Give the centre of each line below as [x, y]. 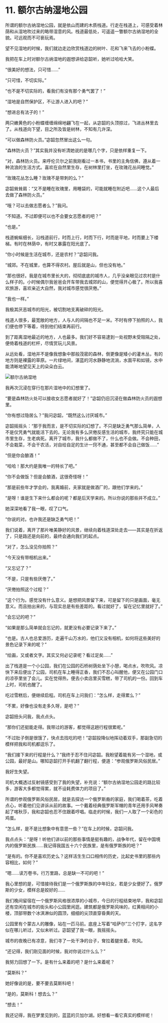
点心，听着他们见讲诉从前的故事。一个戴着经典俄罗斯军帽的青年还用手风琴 [82, 805]
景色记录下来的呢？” [26, 644]
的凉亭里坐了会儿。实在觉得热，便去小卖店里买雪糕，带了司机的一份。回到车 [84, 678]
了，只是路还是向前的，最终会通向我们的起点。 [53, 536]
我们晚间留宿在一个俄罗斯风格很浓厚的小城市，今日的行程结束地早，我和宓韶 [84, 900]
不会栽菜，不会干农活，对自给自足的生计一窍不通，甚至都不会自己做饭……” [82, 444]
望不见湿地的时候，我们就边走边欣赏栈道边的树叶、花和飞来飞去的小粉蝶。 [82, 48]
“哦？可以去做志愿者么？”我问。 [38, 205]
